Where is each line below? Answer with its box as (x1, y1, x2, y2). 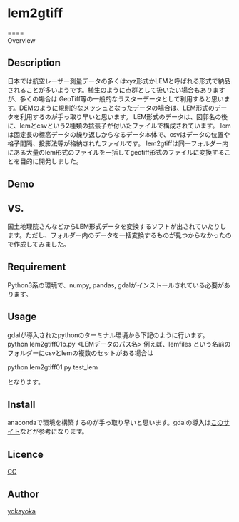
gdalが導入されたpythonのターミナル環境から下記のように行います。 (7, 330, 209, 339)
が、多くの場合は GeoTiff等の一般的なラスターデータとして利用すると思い (7, 94, 225, 103)
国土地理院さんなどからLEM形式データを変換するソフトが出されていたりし (7, 222, 227, 230)
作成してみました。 (13, 240, 70, 248)
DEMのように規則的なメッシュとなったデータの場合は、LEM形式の (19, 103, 215, 112)
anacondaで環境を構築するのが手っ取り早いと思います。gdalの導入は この (7, 419, 224, 427)
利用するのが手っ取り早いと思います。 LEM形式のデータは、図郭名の (19, 112, 222, 121)
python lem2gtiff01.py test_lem (7, 362, 98, 372)
